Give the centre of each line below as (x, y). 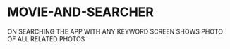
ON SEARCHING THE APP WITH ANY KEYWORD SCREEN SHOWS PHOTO (115, 31)
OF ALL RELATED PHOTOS (46, 38)
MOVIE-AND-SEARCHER (80, 12)
